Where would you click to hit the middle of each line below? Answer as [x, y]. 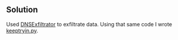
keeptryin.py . [22, 30]
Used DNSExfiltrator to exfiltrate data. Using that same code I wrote [89, 24]
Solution [22, 10]
